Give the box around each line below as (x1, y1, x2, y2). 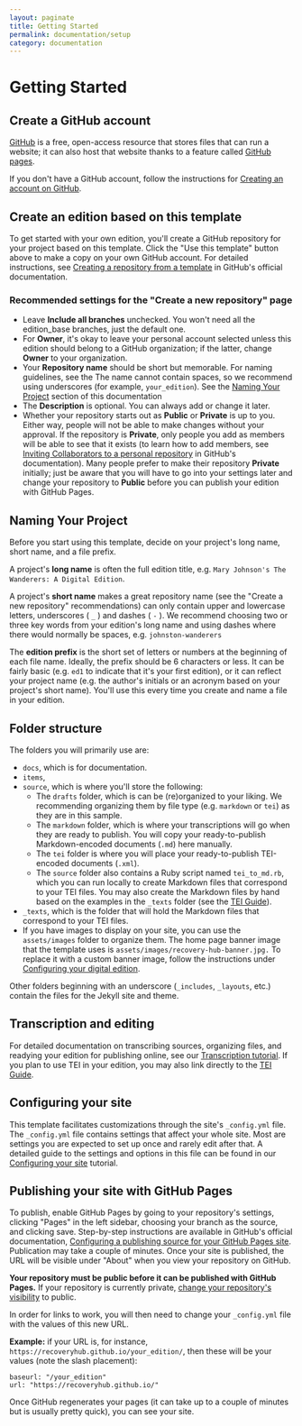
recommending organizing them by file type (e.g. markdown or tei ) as (35, 800, 290, 811)
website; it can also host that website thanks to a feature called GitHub (9, 146, 272, 158)
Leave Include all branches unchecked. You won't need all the (22, 315, 255, 325)
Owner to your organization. (22, 352, 128, 363)
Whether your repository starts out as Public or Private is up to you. (22, 410, 276, 421)
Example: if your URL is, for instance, (9, 1336, 149, 1348)
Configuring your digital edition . (22, 963, 141, 974)
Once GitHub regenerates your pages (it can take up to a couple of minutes (9, 1396, 289, 1407)
